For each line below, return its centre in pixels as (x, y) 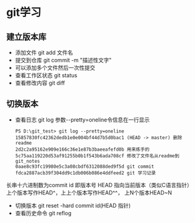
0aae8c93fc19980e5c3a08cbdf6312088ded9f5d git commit (84, 166)
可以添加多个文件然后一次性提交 (55, 68)
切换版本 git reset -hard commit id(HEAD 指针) (73, 205)
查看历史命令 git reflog (43, 213)
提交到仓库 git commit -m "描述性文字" (63, 60)
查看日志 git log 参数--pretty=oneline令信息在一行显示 (82, 120)
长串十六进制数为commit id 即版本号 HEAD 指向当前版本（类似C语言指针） (99, 185)
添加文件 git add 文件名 (44, 53)
